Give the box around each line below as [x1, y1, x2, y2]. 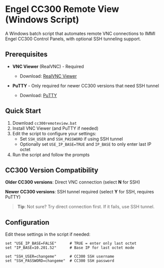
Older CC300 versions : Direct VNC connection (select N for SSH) [5, 179, 141, 185]
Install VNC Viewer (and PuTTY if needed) [12, 125, 98, 131]
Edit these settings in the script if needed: [5, 231, 90, 237]
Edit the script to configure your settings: [12, 130, 96, 136]
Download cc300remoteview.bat [12, 120, 77, 126]
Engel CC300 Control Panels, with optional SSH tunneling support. [5, 36, 141, 42]
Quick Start [5, 107, 41, 115]
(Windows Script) [5, 14, 80, 25]
